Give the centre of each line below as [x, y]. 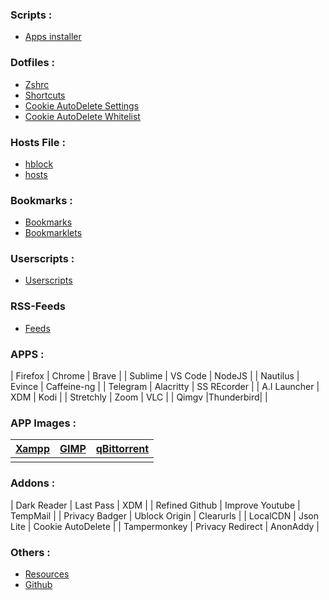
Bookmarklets [53, 233]
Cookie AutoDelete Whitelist [82, 116]
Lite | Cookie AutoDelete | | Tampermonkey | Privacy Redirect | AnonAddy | [165, 526]
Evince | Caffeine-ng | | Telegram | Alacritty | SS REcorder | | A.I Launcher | [165, 387]
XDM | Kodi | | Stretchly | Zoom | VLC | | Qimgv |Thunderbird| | [139, 397]
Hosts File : [38, 142]
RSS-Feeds [38, 306]
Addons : [33, 483]
